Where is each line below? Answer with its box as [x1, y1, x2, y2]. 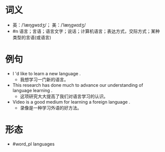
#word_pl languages [12, 141, 55, 147]
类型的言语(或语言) [12, 34, 52, 40]
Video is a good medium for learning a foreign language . [12, 99, 130, 105]
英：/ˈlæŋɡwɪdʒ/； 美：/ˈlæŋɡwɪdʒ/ [12, 22, 86, 28]
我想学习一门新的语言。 [20, 76, 69, 82]
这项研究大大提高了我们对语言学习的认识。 [20, 93, 108, 99]
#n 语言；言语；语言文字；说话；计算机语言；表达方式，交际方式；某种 [12, 28, 160, 34]
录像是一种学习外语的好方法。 [20, 105, 82, 111]
